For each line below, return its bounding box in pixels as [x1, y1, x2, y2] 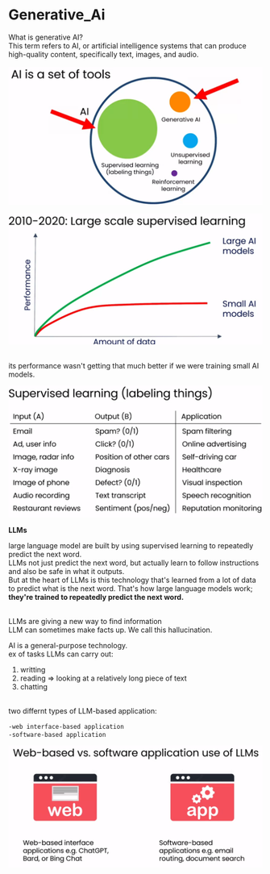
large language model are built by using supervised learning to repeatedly [8, 540, 254, 550]
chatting [19, 681, 48, 691]
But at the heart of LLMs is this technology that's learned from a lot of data [8, 575, 256, 585]
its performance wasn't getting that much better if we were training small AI [8, 361, 260, 371]
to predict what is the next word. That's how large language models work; [8, 583, 253, 593]
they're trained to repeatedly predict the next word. [8, 592, 184, 601]
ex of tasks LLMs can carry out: [8, 649, 114, 659]
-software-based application [8, 730, 106, 739]
